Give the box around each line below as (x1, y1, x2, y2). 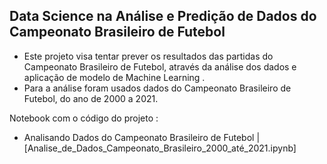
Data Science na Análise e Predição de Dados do (9, 8, 317, 25)
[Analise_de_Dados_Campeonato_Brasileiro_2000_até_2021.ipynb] (23, 142, 297, 154)
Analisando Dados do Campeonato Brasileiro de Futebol (23, 131, 255, 143)
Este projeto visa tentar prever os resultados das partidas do (23, 50, 274, 62)
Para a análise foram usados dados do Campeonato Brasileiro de (23, 82, 292, 94)
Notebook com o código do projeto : (9, 112, 159, 124)
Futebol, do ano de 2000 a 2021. (23, 92, 159, 104)
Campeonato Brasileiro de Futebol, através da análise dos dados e (23, 60, 297, 73)
